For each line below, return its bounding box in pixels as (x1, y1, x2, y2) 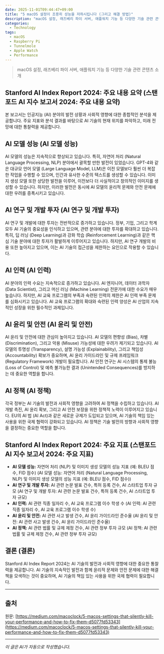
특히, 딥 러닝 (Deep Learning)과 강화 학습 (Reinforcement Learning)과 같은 (5, 232, 150, 238)
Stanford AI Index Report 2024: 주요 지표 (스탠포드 (5, 441, 156, 449)
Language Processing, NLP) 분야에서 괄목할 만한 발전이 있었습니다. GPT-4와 (5, 160, 154, 165)
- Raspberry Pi (9, 39, 41, 44)
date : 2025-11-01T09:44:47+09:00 (5, 7, 73, 12)
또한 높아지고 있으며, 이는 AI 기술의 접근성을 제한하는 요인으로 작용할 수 (10, 244, 146, 250)
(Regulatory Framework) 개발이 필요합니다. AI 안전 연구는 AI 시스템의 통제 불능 (5, 358, 157, 365)
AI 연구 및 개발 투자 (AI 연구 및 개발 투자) (5, 206, 120, 214)
